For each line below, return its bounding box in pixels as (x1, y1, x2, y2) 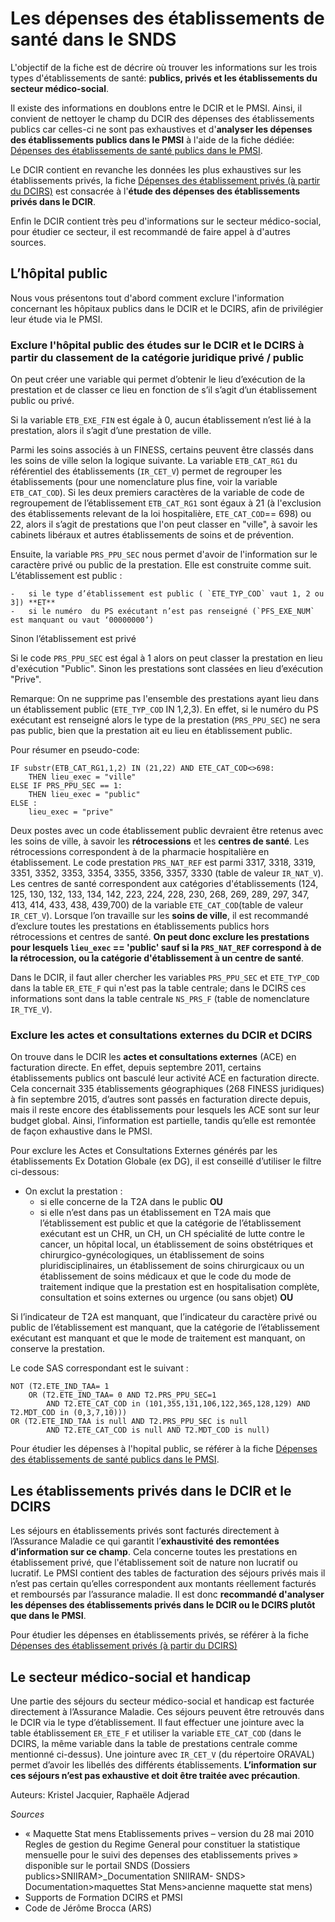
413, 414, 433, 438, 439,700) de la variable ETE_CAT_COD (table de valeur (10, 899, 304, 911)
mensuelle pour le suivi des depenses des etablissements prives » (24, 1848, 299, 1861)
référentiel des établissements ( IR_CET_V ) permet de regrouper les (10, 465, 283, 477)
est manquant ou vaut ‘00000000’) (10, 615, 155, 626)
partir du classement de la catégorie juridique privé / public (10, 350, 305, 364)
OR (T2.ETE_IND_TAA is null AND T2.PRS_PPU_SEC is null (10, 1417, 248, 1427)
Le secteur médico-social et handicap (10, 1668, 252, 1686)
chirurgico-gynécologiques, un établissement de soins (39, 1249, 265, 1261)
